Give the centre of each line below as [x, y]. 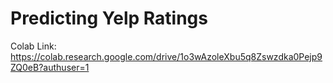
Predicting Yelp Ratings [109, 18]
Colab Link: [33, 46]
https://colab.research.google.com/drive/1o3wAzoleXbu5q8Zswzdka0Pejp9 [166, 56]
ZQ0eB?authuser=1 [50, 67]
